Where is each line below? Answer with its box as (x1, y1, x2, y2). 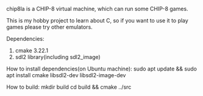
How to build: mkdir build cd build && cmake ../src (6, 83, 132, 91)
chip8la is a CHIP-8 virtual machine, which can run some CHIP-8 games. (6, 5, 188, 12)
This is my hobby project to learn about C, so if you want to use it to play (6, 17, 189, 24)
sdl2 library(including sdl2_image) (15, 53, 101, 60)
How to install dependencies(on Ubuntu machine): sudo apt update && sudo (6, 65, 197, 72)
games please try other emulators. (6, 24, 93, 30)
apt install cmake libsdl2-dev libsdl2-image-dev (6, 72, 126, 78)
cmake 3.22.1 (15, 47, 49, 54)
